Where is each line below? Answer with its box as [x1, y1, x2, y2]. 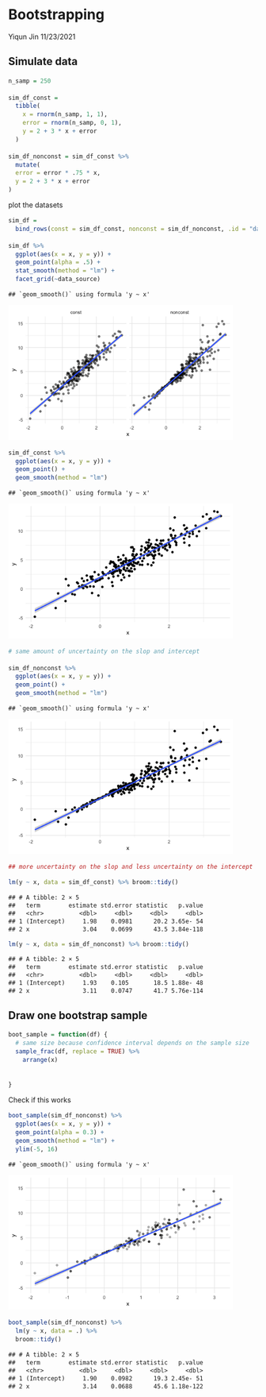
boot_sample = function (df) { [8, 1031, 108, 1039]
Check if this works [8, 1095, 71, 1105]
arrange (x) [22, 1055, 59, 1063]
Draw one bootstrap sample [8, 1009, 148, 1022]
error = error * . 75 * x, [15, 169, 101, 177]
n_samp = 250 [8, 77, 51, 85]
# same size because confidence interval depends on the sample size [15, 1039, 249, 1048]
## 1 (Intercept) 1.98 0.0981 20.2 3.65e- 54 [8, 917, 203, 925]
